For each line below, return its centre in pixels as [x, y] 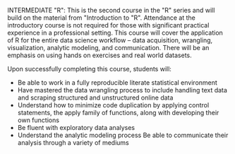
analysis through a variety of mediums [73, 143]
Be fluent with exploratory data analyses [76, 128]
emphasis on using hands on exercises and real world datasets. [100, 55]
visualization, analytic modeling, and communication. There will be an [108, 48]
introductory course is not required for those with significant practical [108, 25]
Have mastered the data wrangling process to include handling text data [122, 90]
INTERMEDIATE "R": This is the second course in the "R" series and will [111, 10]
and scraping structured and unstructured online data [95, 97]
